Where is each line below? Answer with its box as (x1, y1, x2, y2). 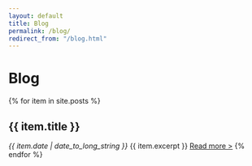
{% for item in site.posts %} (8, 96, 102, 106)
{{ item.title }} (8, 119, 80, 134)
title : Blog (8, 19, 49, 28)
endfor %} (8, 150, 43, 159)
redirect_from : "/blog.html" (8, 34, 107, 43)
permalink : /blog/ (8, 27, 71, 35)
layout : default (8, 11, 63, 20)
